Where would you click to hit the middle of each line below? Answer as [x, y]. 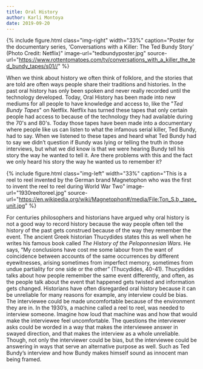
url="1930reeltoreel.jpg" [36, 193]
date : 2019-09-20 [28, 23]
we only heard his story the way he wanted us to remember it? [84, 162]
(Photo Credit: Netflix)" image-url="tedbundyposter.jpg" [76, 53]
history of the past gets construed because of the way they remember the [98, 231]
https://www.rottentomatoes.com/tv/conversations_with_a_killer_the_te [107, 60]
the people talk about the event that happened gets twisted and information [101, 282]
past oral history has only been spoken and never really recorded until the [98, 91]
